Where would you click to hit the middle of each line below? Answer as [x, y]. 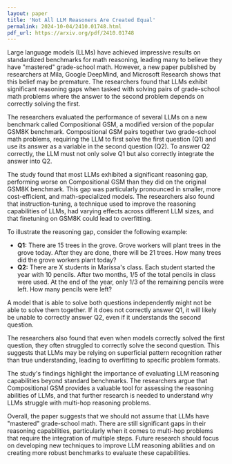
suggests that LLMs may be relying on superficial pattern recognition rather [115, 353]
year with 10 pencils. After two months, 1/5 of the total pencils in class [116, 275]
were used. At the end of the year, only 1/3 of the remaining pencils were [120, 282]
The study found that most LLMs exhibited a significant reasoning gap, [108, 175]
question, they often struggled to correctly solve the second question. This [113, 345]
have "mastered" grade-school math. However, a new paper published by [112, 67]
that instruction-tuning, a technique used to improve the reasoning [101, 204]
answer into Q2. [30, 161]
